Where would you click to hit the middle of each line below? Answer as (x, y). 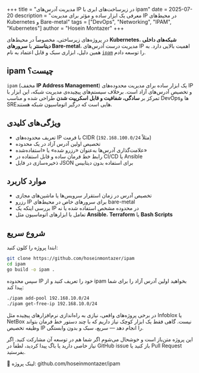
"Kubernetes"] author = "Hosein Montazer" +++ (65, 28)
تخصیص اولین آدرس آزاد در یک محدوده (58, 143)
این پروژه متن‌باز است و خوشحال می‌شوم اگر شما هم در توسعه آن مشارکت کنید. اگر (100, 339)
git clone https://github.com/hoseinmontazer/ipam (71, 259)
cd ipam (16, 264)
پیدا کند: (15, 287)
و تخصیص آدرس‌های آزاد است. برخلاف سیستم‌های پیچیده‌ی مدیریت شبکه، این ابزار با (99, 92)
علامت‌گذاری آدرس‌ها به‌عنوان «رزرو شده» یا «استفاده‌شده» (81, 150)
